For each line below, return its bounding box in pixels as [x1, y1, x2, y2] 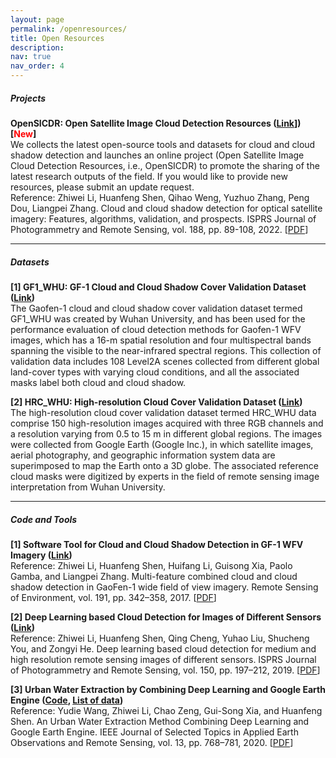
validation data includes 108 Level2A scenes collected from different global [10, 355, 320, 367]
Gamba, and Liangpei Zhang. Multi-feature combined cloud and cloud [10, 570, 298, 582]
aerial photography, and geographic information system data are [10, 449, 276, 461]
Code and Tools [10, 513, 78, 525]
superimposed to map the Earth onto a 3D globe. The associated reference [10, 459, 320, 471]
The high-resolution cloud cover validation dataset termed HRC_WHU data [10, 406, 317, 418]
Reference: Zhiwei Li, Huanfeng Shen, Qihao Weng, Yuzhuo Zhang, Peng [10, 191, 310, 203]
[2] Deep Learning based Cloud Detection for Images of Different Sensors [10, 611, 322, 623]
